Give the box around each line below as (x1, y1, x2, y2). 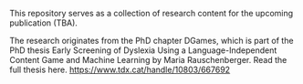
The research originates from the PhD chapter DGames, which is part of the (9, 36, 294, 46)
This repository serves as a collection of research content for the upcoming (9, 8, 294, 18)
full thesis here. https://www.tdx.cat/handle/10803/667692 (9, 64, 231, 75)
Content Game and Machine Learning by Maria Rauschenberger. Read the (9, 55, 287, 65)
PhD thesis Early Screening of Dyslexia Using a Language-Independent (9, 45, 277, 56)
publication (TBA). (9, 17, 78, 28)
